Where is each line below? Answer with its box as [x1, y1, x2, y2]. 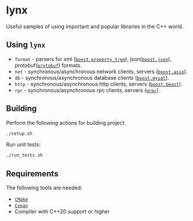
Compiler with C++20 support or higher [14, 208, 110, 215]
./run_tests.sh [6, 152, 43, 158]
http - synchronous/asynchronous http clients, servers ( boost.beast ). [14, 80, 183, 87]
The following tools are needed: [6, 184, 83, 191]
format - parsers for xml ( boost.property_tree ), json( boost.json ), [14, 55, 172, 62]
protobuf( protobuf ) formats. [14, 62, 82, 69]
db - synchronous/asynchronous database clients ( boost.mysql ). [14, 74, 170, 81]
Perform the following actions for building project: [6, 119, 126, 126]
